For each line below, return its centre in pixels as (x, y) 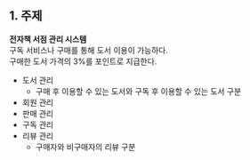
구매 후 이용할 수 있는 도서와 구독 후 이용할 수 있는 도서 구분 (138, 91)
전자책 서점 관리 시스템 (48, 39)
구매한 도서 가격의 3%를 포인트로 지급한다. (83, 61)
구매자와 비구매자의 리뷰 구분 (85, 147)
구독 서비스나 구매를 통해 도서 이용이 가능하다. (89, 50)
